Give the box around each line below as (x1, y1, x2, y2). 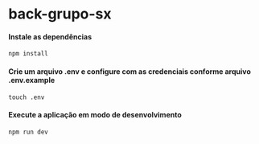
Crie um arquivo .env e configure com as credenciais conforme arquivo (8, 66, 252, 76)
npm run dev (8, 128, 48, 136)
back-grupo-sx (8, 5, 112, 23)
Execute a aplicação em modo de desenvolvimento (8, 110, 183, 120)
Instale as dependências (8, 31, 92, 41)
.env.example (8, 75, 55, 84)
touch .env (8, 93, 45, 101)
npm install (8, 50, 48, 58)
